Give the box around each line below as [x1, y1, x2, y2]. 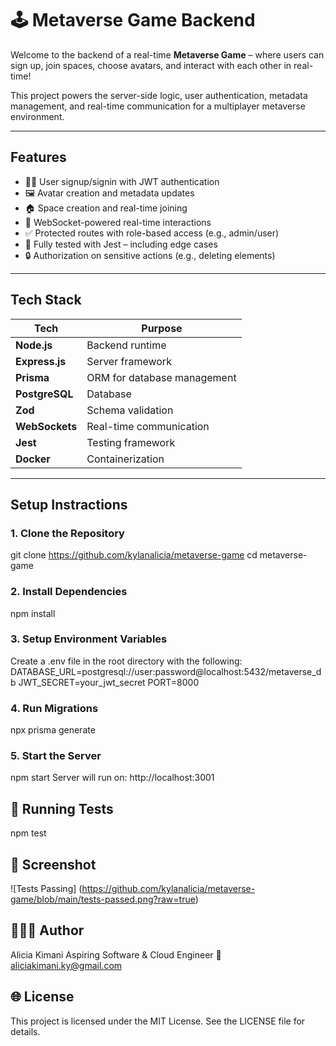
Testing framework [86, 435, 176, 449]
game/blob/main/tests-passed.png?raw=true [10, 893, 196, 906]
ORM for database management [86, 370, 237, 384]
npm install [10, 607, 56, 619]
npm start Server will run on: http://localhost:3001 [10, 772, 215, 784]
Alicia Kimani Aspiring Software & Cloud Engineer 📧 [10, 948, 222, 961]
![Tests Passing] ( [10, 883, 83, 895]
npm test [10, 827, 47, 839]
